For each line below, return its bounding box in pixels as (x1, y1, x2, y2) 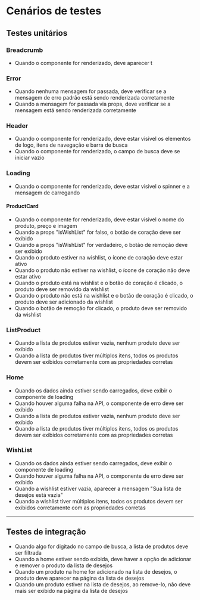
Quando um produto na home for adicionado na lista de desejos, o (14, 568, 177, 575)
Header (6, 122, 29, 130)
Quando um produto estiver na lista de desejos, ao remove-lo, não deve (14, 580, 191, 588)
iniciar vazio (14, 154, 45, 162)
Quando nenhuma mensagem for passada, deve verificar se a (14, 88, 167, 95)
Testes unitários (6, 28, 68, 38)
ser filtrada (14, 549, 42, 556)
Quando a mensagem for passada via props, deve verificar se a (14, 100, 171, 108)
